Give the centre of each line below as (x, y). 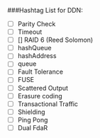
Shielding (31, 112)
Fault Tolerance (40, 72)
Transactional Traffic (48, 104)
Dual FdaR (33, 127)
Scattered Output (43, 88)
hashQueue (34, 48)
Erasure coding (40, 96)
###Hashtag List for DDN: (45, 10)
